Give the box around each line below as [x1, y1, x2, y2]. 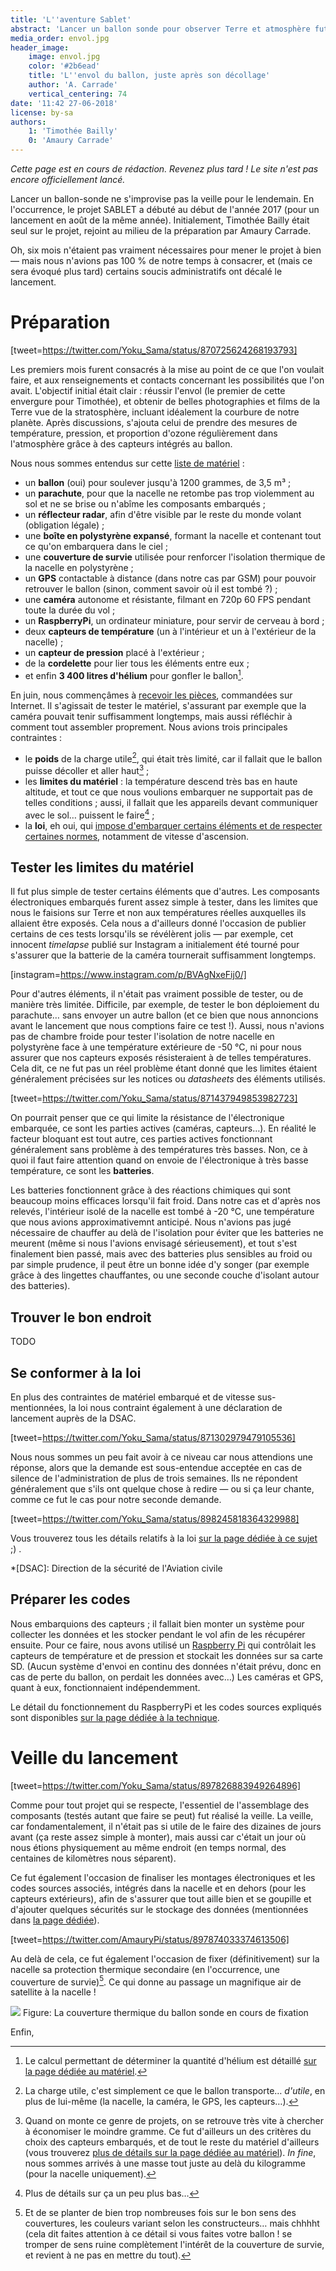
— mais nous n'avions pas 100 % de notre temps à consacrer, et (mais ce [10, 255, 313, 266]
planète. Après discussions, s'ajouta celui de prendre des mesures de [10, 416, 298, 428]
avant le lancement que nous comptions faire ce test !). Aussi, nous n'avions [10, 1020, 325, 1032]
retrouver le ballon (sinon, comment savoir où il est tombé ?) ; [24, 582, 278, 595]
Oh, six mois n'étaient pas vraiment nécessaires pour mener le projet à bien [10, 244, 322, 256]
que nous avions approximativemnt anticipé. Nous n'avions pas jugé [10, 1216, 292, 1228]
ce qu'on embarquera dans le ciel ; [24, 540, 169, 552]
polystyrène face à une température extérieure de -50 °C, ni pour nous [10, 1041, 302, 1053]
